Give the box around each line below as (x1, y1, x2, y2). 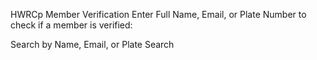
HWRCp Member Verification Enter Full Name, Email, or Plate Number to (10, 9, 307, 20)
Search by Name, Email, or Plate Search (10, 39, 175, 50)
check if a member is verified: (10, 19, 133, 31)
